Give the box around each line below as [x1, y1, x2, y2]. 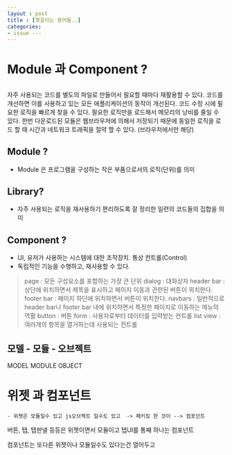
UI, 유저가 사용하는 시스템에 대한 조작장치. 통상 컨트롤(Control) [17, 254, 188, 262]
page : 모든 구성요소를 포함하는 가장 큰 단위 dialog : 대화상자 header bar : [24, 277, 225, 286]
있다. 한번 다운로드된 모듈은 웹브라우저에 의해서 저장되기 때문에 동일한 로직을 [7, 116, 215, 125]
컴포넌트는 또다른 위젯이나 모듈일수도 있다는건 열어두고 [7, 440, 156, 449]
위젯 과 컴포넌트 [7, 388, 91, 404]
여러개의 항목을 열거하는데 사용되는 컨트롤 [24, 320, 138, 329]
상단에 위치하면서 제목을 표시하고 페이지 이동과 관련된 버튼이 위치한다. [24, 286, 213, 294]
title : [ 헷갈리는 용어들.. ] [7, 17, 81, 24]
